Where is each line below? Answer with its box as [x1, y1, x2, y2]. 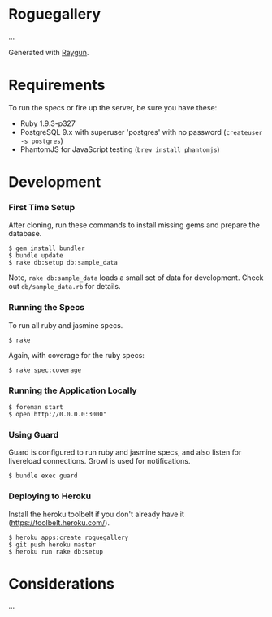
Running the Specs [8, 302, 85, 313]
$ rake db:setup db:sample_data [8, 259, 118, 267]
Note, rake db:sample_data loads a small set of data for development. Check [8, 273, 264, 283]
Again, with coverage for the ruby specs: [8, 350, 145, 360]
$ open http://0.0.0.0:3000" [8, 410, 107, 418]
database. [8, 229, 42, 239]
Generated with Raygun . [8, 47, 89, 57]
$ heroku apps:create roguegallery [8, 533, 129, 541]
